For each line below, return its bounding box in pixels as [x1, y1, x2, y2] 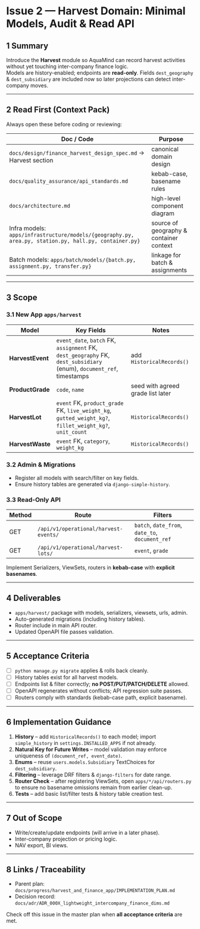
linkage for [151, 251, 182, 259]
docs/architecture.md [9, 202, 70, 209]
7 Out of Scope [6, 813, 62, 823]
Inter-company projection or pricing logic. [14, 835, 117, 842]
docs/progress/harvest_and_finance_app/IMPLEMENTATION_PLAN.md [14, 888, 176, 894]
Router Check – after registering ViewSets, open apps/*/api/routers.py [14, 777, 192, 784]
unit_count [56, 428, 87, 436]
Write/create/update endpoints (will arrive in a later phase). [14, 829, 160, 836]
